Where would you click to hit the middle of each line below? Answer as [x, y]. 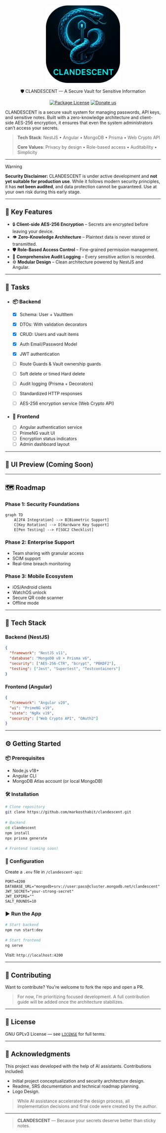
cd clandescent [21, 828]
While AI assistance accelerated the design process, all [73, 1101]
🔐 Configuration [25, 861]
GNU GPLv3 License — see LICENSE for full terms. [56, 1034]
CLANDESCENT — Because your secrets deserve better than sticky [86, 1120]
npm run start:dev [24, 930]
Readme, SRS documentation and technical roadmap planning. [76, 1086]
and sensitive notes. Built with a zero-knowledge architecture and [72, 118]
